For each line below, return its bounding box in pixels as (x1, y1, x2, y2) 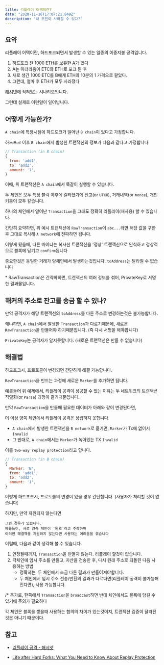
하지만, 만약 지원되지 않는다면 (5, 511, 62, 516)
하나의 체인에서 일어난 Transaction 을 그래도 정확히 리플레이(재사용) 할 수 (5, 208, 145, 214)
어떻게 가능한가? (5, 115, 52, 123)
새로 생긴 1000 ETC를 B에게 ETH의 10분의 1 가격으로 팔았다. (12, 72, 127, 78)
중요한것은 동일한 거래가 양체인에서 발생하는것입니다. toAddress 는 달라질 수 (5, 258, 149, 264)
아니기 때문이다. (14, 615, 45, 620)
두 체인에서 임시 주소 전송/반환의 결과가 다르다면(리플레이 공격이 (19, 576, 142, 581)
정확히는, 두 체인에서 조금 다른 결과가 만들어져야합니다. (19, 569, 124, 575)
